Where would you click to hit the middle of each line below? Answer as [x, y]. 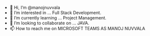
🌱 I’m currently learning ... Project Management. [58, 18]
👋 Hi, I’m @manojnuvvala [35, 8]
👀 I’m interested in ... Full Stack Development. [55, 13]
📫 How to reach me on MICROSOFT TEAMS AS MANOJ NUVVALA [77, 28]
